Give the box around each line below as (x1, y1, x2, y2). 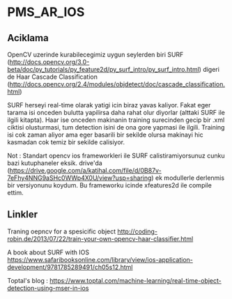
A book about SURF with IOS (7, 248, 89, 256)
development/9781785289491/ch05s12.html (7, 263, 134, 271)
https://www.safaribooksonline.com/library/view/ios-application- (7, 255, 194, 263)
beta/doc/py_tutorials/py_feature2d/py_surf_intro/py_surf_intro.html (7, 66, 200, 73)
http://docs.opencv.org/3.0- (9, 58, 90, 66)
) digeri (199, 66, 219, 73)
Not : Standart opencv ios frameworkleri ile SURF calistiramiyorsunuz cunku (7, 151, 225, 160)
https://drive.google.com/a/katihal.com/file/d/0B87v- (9, 167, 162, 174)
